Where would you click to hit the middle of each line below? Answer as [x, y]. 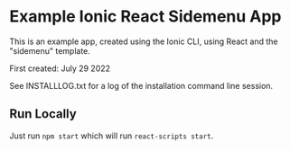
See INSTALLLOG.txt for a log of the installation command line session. [141, 85]
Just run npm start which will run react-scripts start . [112, 136]
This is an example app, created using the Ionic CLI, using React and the [144, 41]
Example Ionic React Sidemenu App [145, 17]
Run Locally [43, 114]
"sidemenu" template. [50, 50]
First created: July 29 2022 [60, 68]
